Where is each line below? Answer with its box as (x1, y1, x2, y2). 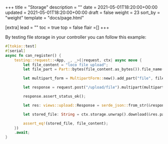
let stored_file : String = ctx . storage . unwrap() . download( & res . (23, 112, 160, 117)
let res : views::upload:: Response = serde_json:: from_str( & (23, 103, 151, 108)
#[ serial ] (5, 48, 26, 53)
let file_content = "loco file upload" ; (23, 62, 108, 67)
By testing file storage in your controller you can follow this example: (5, 34, 146, 40)
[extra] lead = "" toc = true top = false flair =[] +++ (5, 24, 109, 30)
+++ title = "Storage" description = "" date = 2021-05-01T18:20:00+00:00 (5, 4, 158, 10)
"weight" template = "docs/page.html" (5, 15, 84, 20)
